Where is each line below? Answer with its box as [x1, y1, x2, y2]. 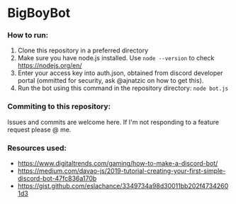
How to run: [7, 30, 49, 40]
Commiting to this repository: [7, 101, 111, 111]
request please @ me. [7, 125, 72, 134]
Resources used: [7, 143, 67, 153]
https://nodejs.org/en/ [17, 62, 83, 70]
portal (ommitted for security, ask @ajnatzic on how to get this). [17, 76, 204, 85]
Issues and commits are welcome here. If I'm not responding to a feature [7, 118, 220, 126]
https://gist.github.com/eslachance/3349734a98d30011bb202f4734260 [17, 182, 229, 191]
